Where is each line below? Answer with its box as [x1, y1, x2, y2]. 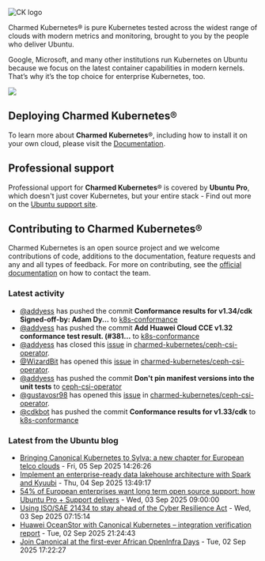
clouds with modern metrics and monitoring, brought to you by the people [8, 32, 249, 40]
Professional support [8, 162, 115, 175]
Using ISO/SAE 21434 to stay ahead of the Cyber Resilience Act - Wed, [19, 503, 252, 513]
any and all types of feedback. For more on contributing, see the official [8, 260, 242, 269]
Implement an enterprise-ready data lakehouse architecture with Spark [19, 470, 252, 480]
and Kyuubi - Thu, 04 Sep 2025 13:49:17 [19, 478, 152, 488]
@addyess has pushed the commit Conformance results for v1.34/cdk [19, 306, 253, 315]
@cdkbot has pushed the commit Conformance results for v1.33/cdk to [19, 407, 256, 416]
